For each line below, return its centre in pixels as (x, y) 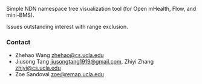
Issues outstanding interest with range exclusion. (67, 27)
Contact (18, 42)
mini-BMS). (20, 15)
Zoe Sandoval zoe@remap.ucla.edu (60, 74)
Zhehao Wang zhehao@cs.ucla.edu (59, 55)
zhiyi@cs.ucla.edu (38, 68)
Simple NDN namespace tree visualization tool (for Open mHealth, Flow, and (101, 9)
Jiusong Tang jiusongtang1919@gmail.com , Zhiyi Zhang (84, 62)
